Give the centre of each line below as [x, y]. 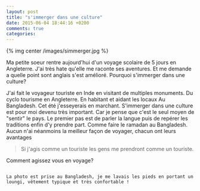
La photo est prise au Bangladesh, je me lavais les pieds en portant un [100, 177]
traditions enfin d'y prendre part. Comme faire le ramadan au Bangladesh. [97, 125]
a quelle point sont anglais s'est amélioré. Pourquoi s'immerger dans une [96, 75]
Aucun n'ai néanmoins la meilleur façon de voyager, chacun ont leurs [91, 131]
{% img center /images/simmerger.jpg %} [57, 51]
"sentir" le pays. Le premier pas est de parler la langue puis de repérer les [97, 118]
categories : [21, 34]
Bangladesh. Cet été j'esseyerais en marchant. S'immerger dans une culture [100, 106]
